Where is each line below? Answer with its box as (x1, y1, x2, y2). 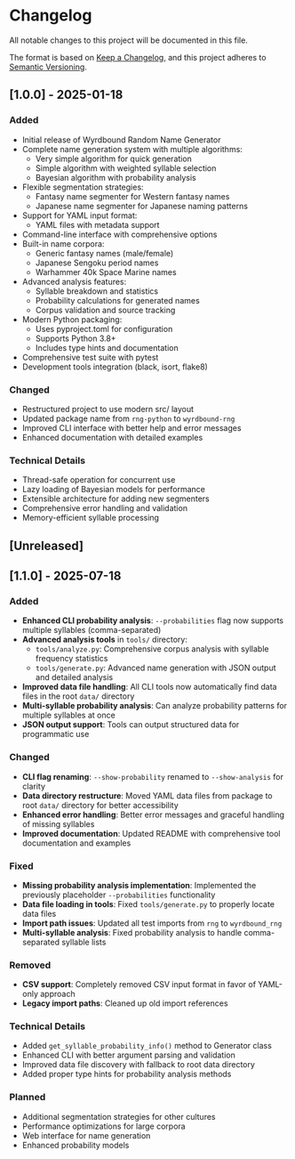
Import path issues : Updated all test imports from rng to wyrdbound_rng (21, 918, 283, 928)
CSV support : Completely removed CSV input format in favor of (21, 979, 256, 990)
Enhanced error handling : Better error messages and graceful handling (21, 809, 284, 820)
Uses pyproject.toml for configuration (35, 323, 173, 334)
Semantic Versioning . (9, 61, 87, 72)
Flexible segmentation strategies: (21, 182, 144, 192)
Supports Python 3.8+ (35, 333, 117, 344)
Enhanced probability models (21, 1139, 130, 1150)
